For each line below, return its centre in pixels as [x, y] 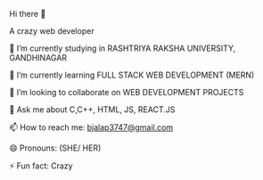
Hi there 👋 [28, 14]
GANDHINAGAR [38, 57]
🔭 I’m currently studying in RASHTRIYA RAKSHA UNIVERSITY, [123, 48]
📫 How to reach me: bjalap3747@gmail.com [91, 127]
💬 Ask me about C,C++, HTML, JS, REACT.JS [92, 110]
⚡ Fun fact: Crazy [41, 166]
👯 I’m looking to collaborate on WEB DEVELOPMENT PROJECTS [127, 92]
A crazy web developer [52, 31]
